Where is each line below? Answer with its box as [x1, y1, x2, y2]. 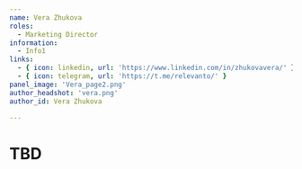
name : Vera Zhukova [9, 13, 83, 22]
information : [9, 38, 58, 48]
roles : [9, 22, 34, 31]
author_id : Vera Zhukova [9, 96, 102, 106]
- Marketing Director [17, 30, 99, 39]
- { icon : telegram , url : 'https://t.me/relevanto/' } [17, 72, 227, 81]
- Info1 [17, 47, 47, 56]
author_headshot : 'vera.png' [9, 88, 119, 97]
